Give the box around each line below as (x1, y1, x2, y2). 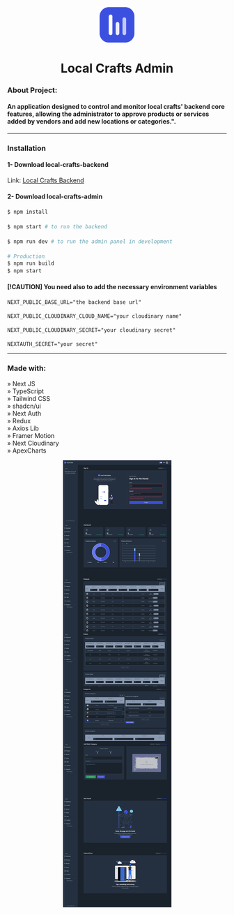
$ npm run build (7, 260, 54, 268)
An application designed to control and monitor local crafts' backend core (7, 103, 225, 111)
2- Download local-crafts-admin (7, 192, 103, 200)
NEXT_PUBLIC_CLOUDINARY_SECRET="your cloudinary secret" (7, 327, 176, 334)
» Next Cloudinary (7, 439, 59, 447)
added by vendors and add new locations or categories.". (7, 117, 176, 126)
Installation (7, 143, 47, 153)
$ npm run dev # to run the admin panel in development (7, 237, 173, 245)
